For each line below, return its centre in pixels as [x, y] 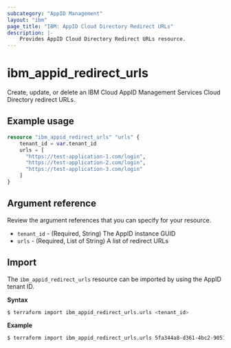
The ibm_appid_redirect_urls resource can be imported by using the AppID [114, 279]
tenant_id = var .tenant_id [58, 143]
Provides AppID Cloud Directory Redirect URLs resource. [103, 39]
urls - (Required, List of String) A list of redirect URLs [93, 240]
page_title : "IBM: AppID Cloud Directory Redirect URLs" [90, 26]
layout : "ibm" [27, 20]
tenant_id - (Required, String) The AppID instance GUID [96, 233]
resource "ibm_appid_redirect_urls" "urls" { [73, 137]
